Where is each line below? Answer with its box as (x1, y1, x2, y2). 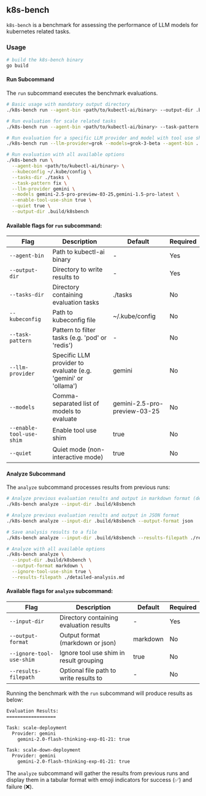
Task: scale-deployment (6, 724, 67, 731)
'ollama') (52, 382, 78, 390)
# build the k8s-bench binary (6, 57, 84, 63)
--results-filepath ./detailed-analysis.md (12, 574, 124, 580)
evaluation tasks (52, 298, 99, 307)
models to (52, 407, 82, 415)
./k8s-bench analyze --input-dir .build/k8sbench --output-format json (6, 518, 193, 524)
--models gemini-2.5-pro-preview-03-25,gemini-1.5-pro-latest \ (12, 191, 180, 198)
